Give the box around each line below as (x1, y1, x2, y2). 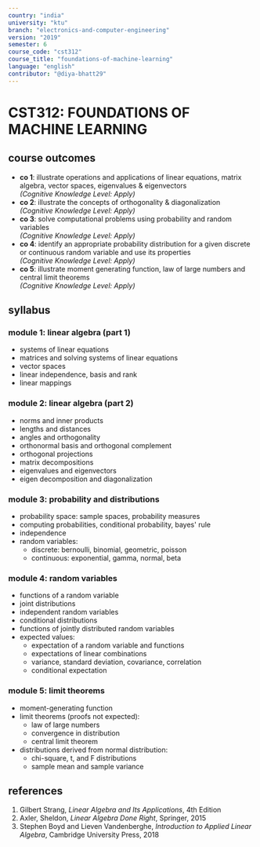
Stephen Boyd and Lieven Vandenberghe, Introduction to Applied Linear (19, 822, 252, 831)
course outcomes (8, 152, 96, 165)
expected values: (19, 633, 76, 642)
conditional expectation (31, 666, 107, 675)
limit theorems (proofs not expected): (19, 711, 140, 721)
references (8, 784, 63, 798)
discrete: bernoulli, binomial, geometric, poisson (31, 545, 187, 554)
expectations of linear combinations (31, 649, 147, 659)
